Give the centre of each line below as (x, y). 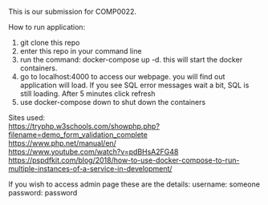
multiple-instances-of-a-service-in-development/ (90, 169)
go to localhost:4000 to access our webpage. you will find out (122, 76)
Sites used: (27, 118)
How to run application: (47, 27)
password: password (43, 193)
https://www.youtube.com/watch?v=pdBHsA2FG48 (93, 152)
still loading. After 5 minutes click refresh (87, 94)
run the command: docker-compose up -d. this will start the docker (131, 60)
